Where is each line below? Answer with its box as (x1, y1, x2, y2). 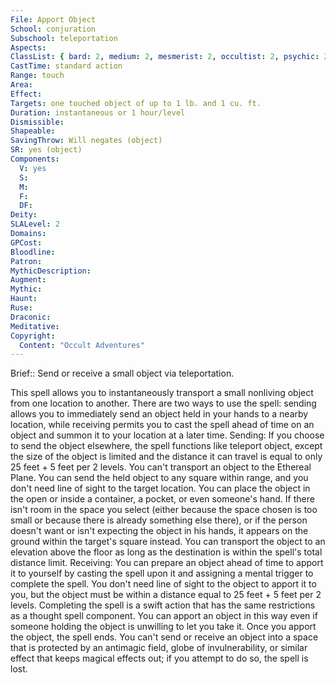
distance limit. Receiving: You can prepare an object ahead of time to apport (10, 557, 324, 569)
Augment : (10, 275, 47, 285)
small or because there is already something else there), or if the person (10, 514, 308, 526)
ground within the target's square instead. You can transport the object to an (10, 536, 326, 548)
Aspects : (10, 42, 47, 53)
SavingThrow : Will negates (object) (10, 136, 163, 146)
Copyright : (10, 331, 56, 341)
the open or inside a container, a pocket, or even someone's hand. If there (10, 493, 315, 505)
